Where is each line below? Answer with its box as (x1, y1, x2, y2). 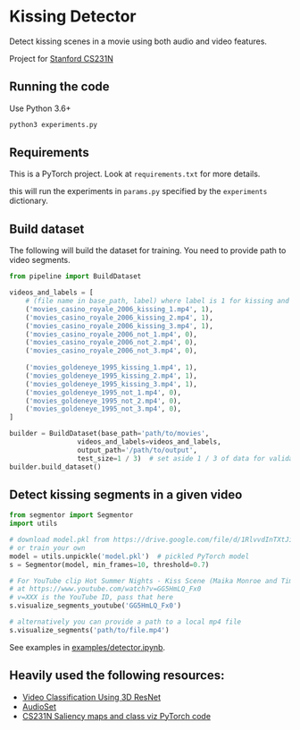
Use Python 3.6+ (9, 103, 71, 114)
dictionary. (9, 195, 49, 207)
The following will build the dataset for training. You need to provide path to (9, 245, 287, 256)
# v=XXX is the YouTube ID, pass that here (9, 593, 174, 602)
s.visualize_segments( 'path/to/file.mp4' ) (9, 625, 170, 634)
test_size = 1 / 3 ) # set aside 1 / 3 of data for (77, 454, 266, 463)
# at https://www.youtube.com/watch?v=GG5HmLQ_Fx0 (9, 584, 202, 594)
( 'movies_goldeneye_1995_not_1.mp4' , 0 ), (25, 387, 181, 397)
